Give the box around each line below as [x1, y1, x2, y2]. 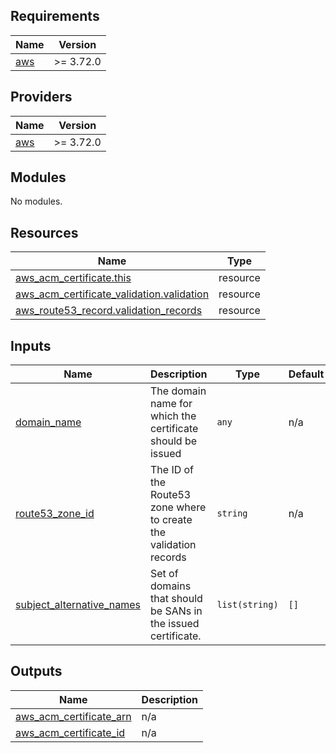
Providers [10, 89, 73, 106]
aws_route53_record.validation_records [15, 304, 203, 318]
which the [149, 409, 197, 423]
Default [288, 367, 325, 381]
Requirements [10, 8, 100, 25]
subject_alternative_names [15, 598, 141, 612]
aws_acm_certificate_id [15, 725, 126, 739]
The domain [149, 384, 207, 398]
